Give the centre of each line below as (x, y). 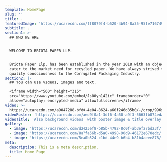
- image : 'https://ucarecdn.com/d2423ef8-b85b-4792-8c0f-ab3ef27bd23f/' (86, 129)
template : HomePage (25, 10)
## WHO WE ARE (24, 38)
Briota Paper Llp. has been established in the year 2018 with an (80, 64)
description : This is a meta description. (54, 147)
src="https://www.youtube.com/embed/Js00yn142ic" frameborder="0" (80, 96)
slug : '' (14, 14)
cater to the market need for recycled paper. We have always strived (84, 69)
